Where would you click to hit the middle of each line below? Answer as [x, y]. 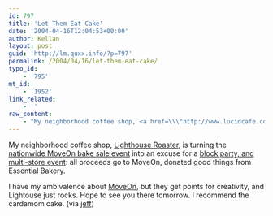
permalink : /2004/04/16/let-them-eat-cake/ [83, 62]
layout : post [30, 46]
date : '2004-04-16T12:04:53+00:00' [69, 31]
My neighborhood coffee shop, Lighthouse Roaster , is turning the [118, 145]
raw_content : [30, 114]
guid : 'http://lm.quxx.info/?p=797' [70, 54]
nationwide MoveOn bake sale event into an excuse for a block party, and [131, 153]
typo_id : [23, 69]
